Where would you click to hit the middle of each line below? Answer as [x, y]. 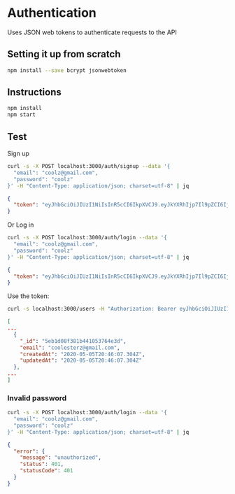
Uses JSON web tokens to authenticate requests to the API [92, 32]
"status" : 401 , [42, 464]
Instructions [34, 92]
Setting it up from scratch [64, 54]
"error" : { [29, 451]
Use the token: [28, 296]
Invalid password [37, 398]
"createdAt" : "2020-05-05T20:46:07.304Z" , [83, 354]
